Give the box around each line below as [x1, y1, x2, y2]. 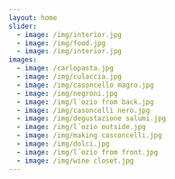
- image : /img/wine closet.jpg [16, 155, 134, 165]
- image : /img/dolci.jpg [16, 139, 110, 148]
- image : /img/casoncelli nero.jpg [16, 106, 151, 115]
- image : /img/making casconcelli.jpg [16, 131, 163, 140]
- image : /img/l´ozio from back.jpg [16, 97, 154, 107]
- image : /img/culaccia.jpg [16, 72, 123, 81]
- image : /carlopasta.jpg [16, 64, 115, 73]
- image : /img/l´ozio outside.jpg [16, 123, 146, 132]
